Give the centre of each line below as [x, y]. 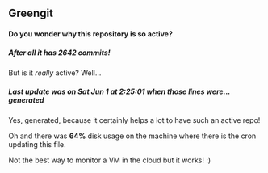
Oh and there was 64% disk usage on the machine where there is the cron [132, 136]
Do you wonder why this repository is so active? [91, 34]
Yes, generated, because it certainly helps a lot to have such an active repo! [134, 120]
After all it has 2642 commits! [59, 53]
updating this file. [37, 144]
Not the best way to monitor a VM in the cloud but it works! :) [110, 160]
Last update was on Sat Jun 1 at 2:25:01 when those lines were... [119, 91]
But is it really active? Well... [55, 73]
